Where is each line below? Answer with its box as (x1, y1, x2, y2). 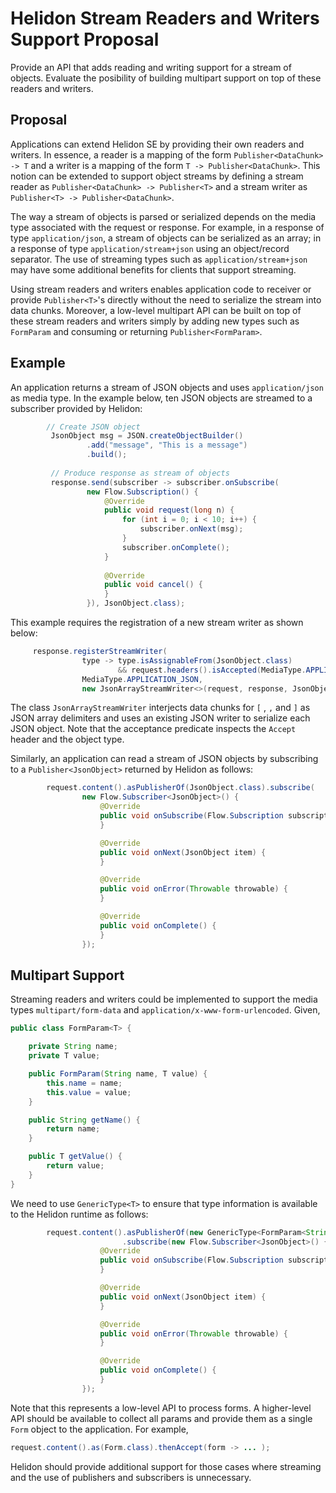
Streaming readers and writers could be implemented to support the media (10, 993, 318, 1006)
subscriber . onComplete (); (121, 542, 230, 552)
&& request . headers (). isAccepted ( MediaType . (117, 665, 307, 675)
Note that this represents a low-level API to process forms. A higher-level (10, 1402, 312, 1414)
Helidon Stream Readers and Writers (10, 7, 320, 30)
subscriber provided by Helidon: (10, 402, 143, 414)
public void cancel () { (104, 580, 203, 590)
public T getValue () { (28, 1152, 123, 1162)
